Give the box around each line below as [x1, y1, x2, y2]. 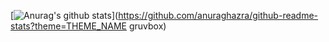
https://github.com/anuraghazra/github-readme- [118, 10, 319, 21]
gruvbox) [128, 20, 167, 32]
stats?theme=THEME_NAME [10, 20, 128, 32]
